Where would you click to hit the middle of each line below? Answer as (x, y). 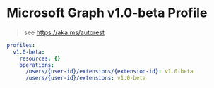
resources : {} (40, 58)
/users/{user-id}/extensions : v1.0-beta (85, 78)
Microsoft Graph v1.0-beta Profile (107, 13)
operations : (37, 65)
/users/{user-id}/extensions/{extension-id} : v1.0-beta (109, 72)
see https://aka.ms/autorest (64, 32)
